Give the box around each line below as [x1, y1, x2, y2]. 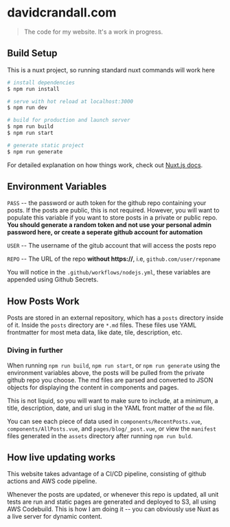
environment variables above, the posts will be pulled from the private [7, 368, 205, 376]
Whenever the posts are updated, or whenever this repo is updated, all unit [7, 491, 219, 499]
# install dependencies [7, 79, 76, 86]
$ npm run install [7, 85, 60, 92]
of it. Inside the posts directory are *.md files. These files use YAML [7, 321, 197, 330]
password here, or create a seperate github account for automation [7, 228, 203, 237]
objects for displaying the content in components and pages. [7, 383, 179, 391]
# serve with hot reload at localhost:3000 [7, 98, 134, 105]
